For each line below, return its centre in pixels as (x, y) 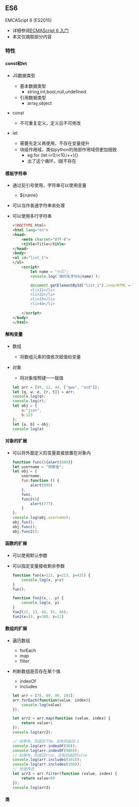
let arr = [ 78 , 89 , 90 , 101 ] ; (44, 696)
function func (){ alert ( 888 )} (42, 462)
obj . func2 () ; (26, 532)
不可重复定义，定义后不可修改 (50, 123)
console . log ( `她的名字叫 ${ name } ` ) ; (65, 276)
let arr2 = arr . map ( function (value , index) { (61, 718)
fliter (25, 661)
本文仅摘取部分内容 (32, 36)
